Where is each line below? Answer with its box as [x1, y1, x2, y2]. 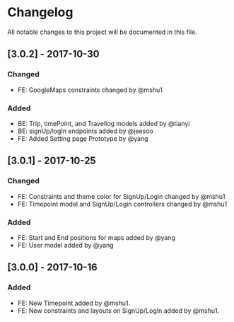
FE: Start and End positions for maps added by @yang [17, 233, 175, 241]
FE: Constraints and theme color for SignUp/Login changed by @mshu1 [17, 192, 226, 200]
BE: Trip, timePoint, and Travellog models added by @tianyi [17, 119, 190, 127]
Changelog [7, 4, 74, 21]
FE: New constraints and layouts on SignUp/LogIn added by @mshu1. [17, 306, 220, 315]
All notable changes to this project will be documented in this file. [7, 28, 198, 36]
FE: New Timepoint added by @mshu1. [17, 299, 131, 307]
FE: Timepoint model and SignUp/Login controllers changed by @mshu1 [17, 200, 228, 208]
